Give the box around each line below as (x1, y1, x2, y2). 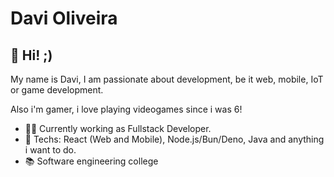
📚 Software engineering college (24, 155, 159, 167)
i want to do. (24, 144, 77, 156)
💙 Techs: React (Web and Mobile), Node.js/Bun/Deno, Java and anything (24, 133, 325, 145)
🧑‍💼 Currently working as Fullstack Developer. (24, 123, 212, 134)
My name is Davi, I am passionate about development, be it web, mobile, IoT (10, 73, 324, 85)
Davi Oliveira (10, 7, 118, 30)
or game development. (10, 84, 104, 96)
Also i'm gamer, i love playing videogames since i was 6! (10, 103, 243, 115)
